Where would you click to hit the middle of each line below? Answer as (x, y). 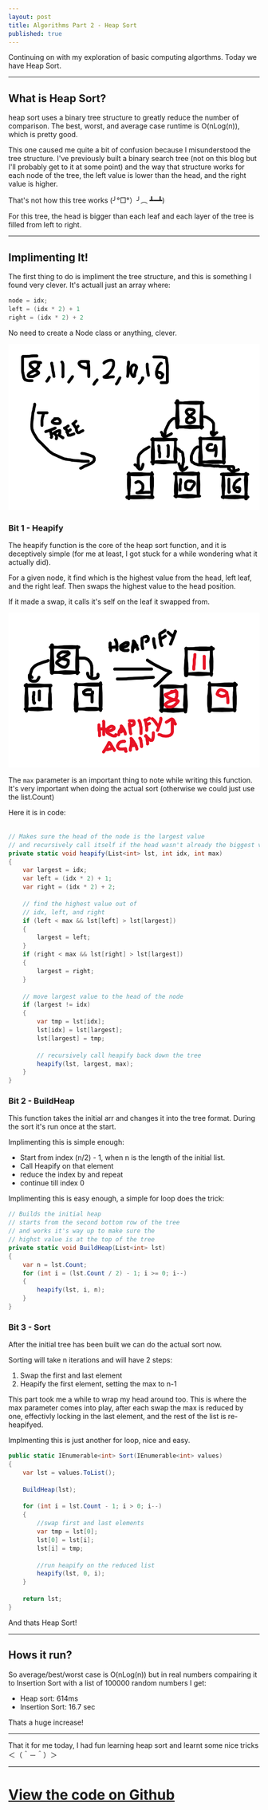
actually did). (30, 562)
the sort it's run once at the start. (63, 1127)
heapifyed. (26, 1425)
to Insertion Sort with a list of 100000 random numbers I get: (108, 1682)
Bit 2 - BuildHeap (41, 1101)
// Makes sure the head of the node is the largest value (106, 836)
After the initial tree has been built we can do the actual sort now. (115, 1345)
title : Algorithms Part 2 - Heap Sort (73, 25)
